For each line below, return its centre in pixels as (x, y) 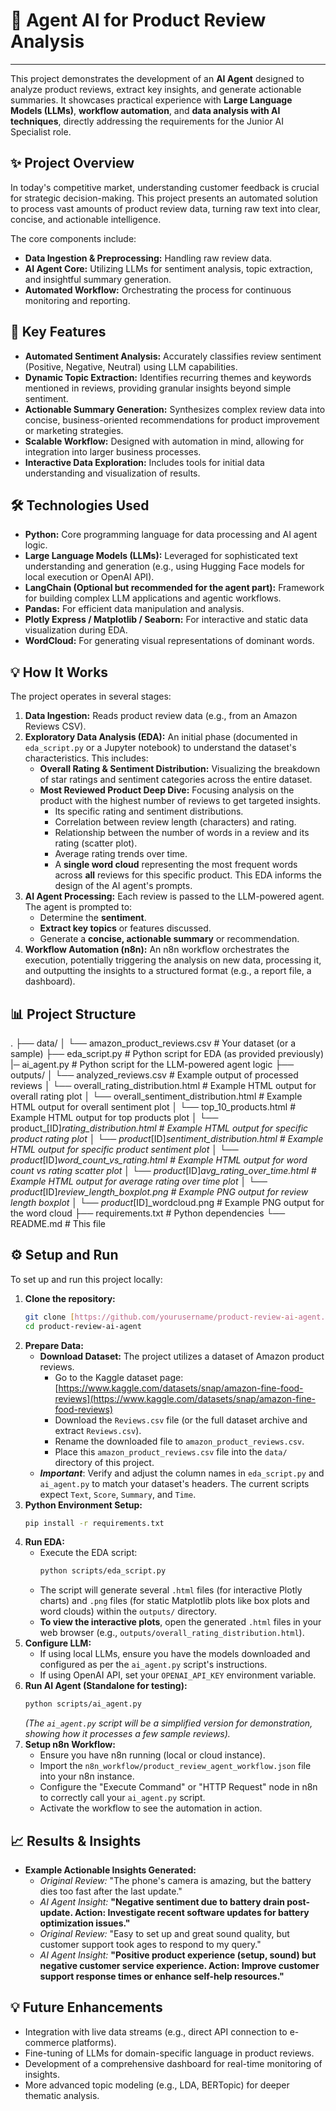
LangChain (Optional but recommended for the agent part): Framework (174, 588)
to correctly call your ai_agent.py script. (122, 1798)
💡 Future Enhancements (86, 2007)
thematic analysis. (62, 2095)
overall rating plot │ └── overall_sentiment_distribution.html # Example (156, 1096)
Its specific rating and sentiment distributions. (149, 811)
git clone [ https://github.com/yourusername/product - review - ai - (161, 1317)
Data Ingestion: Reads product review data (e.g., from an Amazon (161, 716)
